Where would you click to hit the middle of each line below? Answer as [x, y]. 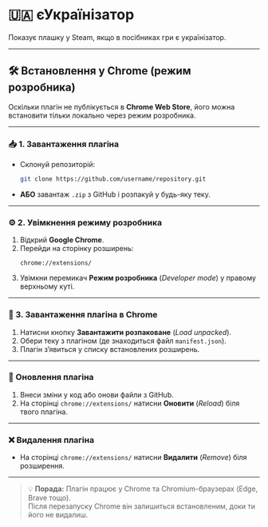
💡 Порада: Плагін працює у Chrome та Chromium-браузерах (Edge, [143, 489]
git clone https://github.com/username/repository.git [113, 179]
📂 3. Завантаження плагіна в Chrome [83, 315]
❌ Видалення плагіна [51, 440]
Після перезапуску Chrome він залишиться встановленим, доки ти [142, 506]
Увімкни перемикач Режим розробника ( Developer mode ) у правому [138, 278]
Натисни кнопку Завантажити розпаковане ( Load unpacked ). [126, 332]
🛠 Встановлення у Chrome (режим [100, 71]
